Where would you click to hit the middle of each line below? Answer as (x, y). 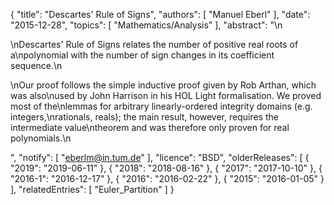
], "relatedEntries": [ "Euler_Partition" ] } (92, 189)
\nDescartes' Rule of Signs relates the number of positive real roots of (154, 44)
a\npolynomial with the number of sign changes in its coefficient (142, 55)
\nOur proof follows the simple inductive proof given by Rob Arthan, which (163, 85)
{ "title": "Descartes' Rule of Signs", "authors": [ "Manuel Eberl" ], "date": (160, 14)
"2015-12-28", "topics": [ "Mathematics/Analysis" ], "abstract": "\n (146, 25)
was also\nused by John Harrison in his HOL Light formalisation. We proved (166, 95)
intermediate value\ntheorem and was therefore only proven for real (150, 127)
